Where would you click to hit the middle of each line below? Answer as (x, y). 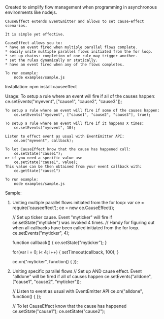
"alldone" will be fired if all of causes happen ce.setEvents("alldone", (82, 276)
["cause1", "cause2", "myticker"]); (47, 282)
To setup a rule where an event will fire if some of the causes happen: (82, 110)
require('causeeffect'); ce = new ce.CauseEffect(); (63, 208)
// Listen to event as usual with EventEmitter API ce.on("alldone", (78, 291)
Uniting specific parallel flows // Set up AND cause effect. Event (77, 271)
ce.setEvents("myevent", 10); (45, 128)
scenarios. (16, 26)
